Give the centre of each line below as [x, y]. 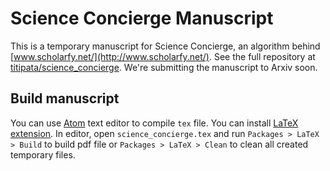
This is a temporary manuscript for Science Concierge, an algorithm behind [165, 46]
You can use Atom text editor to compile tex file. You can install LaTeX [154, 123]
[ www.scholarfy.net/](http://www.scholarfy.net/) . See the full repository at [163, 56]
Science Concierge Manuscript [142, 18]
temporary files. [43, 154]
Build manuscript [65, 98]
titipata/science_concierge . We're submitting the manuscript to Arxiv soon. [164, 67]
